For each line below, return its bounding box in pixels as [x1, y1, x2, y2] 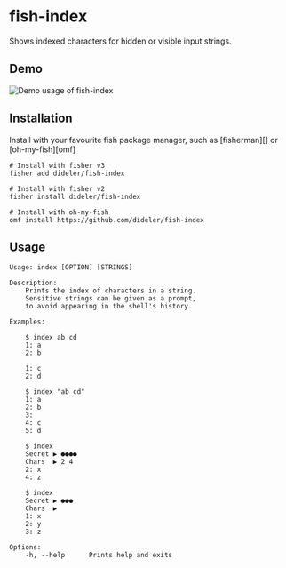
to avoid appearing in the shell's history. [25, 302, 193, 311]
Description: [9, 278, 58, 288]
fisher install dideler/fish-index [9, 192, 141, 201]
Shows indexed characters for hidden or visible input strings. [9, 36, 233, 46]
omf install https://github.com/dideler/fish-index [9, 215, 204, 224]
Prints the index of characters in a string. [25, 286, 197, 295]
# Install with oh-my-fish [9, 207, 109, 217]
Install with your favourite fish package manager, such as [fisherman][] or [9, 134, 278, 145]
